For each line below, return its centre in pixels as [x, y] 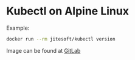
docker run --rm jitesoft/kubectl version [61, 39]
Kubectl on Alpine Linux [68, 11]
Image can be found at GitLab [43, 50]
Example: [18, 28]
